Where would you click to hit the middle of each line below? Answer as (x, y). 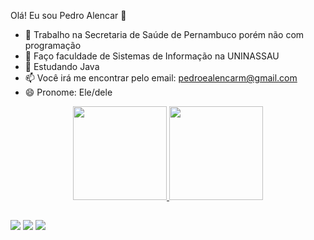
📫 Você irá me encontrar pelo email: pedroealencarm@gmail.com (161, 78)
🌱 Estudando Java (62, 66)
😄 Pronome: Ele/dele (68, 92)
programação (53, 45)
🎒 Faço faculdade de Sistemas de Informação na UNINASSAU (152, 56)
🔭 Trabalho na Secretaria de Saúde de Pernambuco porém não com (164, 34)
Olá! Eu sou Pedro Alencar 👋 (68, 15)
